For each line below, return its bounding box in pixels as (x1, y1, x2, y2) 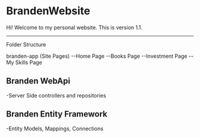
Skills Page (15, 58, 43, 66)
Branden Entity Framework (6, 109, 108, 120)
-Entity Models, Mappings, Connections (6, 125, 104, 132)
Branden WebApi (6, 76, 70, 86)
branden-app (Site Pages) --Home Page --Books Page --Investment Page (6, 52, 187, 59)
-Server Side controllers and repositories (6, 92, 107, 99)
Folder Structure (6, 40, 46, 48)
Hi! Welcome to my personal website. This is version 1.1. (6, 24, 143, 31)
